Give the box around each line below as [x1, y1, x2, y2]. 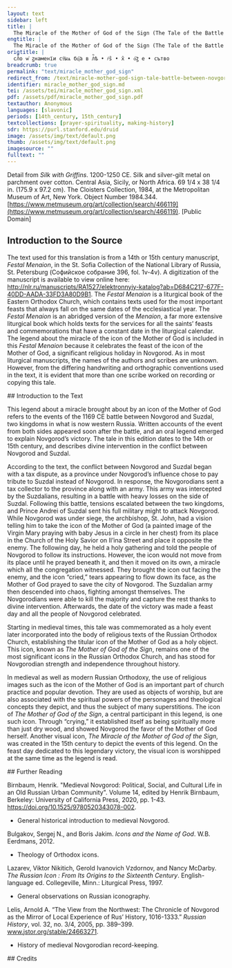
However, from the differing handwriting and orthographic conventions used [7, 363, 224, 372]
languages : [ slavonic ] [7, 107, 72, 113]
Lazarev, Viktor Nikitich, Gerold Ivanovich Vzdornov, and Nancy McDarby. [7, 864, 217, 872]
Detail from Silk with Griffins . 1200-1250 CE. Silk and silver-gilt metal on [7, 170, 211, 179]
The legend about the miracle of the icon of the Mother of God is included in [7, 334, 224, 343]
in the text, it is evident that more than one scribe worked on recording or [7, 371, 215, 379]
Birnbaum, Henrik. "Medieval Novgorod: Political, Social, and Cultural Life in [7, 780, 222, 789]
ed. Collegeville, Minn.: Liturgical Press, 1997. [35, 878, 164, 886]
